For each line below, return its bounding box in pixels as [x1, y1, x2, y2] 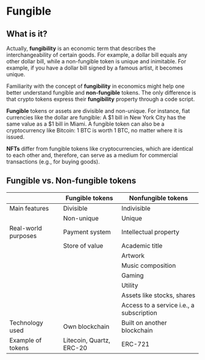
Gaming [121, 271, 144, 279]
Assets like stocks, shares [121, 291, 196, 300]
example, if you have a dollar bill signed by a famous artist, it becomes [6, 64, 183, 71]
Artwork [121, 251, 145, 260]
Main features [9, 204, 49, 212]
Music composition [121, 261, 176, 270]
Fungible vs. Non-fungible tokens [6, 176, 136, 186]
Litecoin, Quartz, [63, 336, 111, 344]
